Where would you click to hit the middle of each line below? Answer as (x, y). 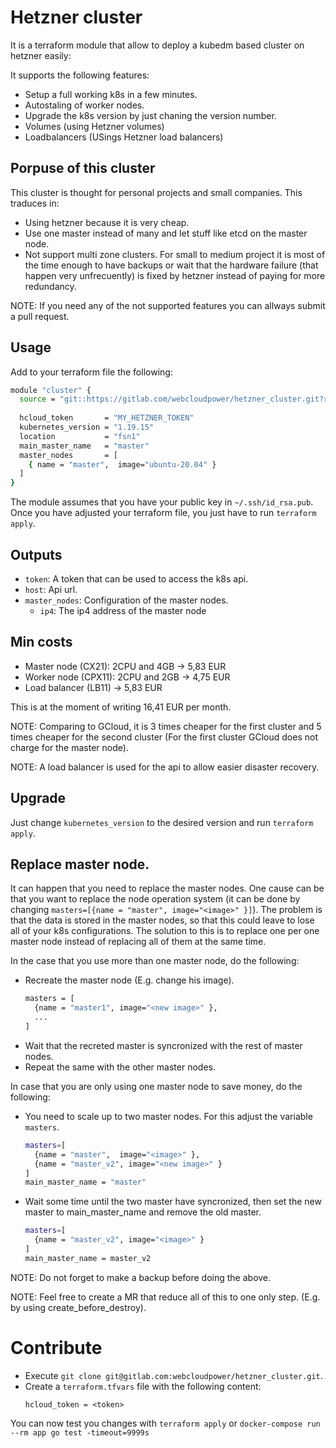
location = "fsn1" (80, 436)
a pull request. (40, 316)
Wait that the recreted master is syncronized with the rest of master (163, 1045)
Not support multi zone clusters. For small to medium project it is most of (175, 254)
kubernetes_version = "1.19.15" (87, 427)
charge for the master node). (69, 747)
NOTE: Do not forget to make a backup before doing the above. (141, 1277)
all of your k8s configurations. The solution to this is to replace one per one (165, 931)
